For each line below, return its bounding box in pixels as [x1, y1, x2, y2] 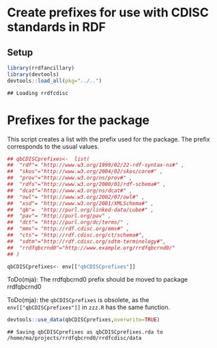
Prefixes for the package [7, 112, 150, 128]
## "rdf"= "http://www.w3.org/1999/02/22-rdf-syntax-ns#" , [7, 162, 185, 169]
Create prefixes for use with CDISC [7, 5, 209, 21]
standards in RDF [7, 19, 106, 35]
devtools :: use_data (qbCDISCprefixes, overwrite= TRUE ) [7, 317, 160, 323]
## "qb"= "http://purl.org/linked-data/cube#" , [7, 206, 154, 213]
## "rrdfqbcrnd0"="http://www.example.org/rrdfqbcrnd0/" [7, 244, 175, 251]
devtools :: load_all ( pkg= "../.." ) [7, 77, 102, 84]
